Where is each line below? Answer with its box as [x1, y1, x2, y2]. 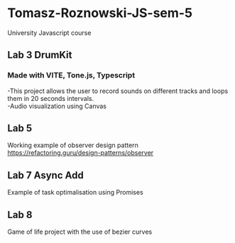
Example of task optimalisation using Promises [7, 188, 143, 197]
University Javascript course [7, 28, 92, 37]
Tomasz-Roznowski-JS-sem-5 [7, 5, 193, 21]
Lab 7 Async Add [7, 169, 84, 181]
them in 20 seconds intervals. [7, 94, 94, 102]
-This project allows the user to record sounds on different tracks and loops [7, 87, 229, 95]
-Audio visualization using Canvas [7, 102, 106, 110]
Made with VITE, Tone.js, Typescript [7, 70, 136, 80]
